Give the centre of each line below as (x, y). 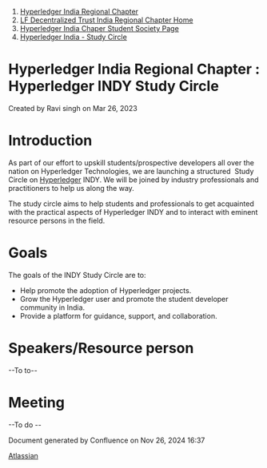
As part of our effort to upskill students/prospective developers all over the (131, 162)
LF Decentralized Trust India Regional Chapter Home (106, 20)
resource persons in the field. (57, 220)
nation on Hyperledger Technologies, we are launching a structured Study (131, 171)
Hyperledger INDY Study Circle (114, 86)
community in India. (52, 307)
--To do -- (25, 424)
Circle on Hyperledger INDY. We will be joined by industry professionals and (133, 180)
